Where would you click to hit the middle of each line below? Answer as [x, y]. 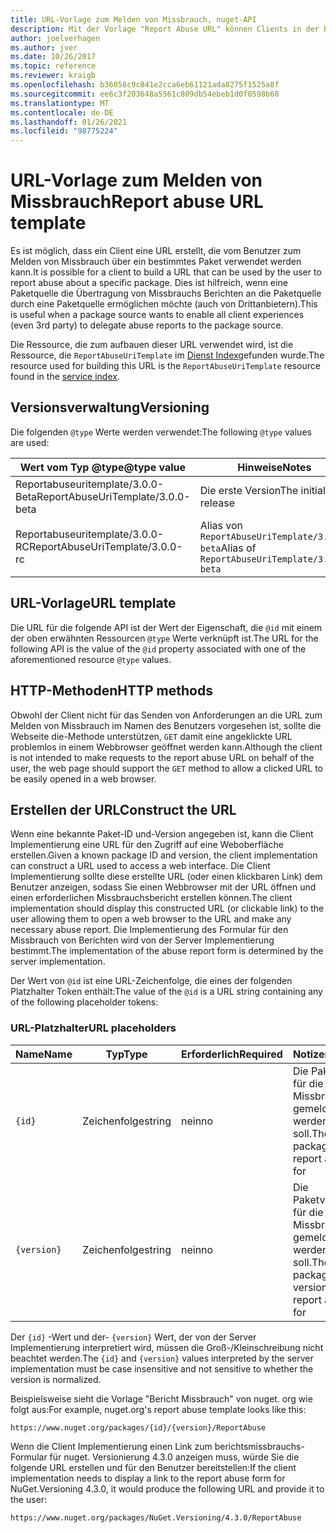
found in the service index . [65, 377]
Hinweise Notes [274, 467]
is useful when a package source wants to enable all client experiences [157, 315]
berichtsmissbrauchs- [259, 1446]
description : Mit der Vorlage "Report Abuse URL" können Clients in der [165, 29]
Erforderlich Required [231, 1054]
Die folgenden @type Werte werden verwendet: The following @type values [161, 432]
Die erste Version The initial [262, 490]
